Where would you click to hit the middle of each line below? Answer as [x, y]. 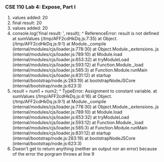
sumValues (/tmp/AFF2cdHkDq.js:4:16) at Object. [62, 96]
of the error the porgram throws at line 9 [53, 154]
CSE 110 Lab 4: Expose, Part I [40, 7]
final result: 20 [27, 23]
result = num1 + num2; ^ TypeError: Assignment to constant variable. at [84, 91]
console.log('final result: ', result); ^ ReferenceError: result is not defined [85, 34]
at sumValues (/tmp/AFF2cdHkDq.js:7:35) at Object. [65, 39]
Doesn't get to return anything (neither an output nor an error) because [84, 149]
